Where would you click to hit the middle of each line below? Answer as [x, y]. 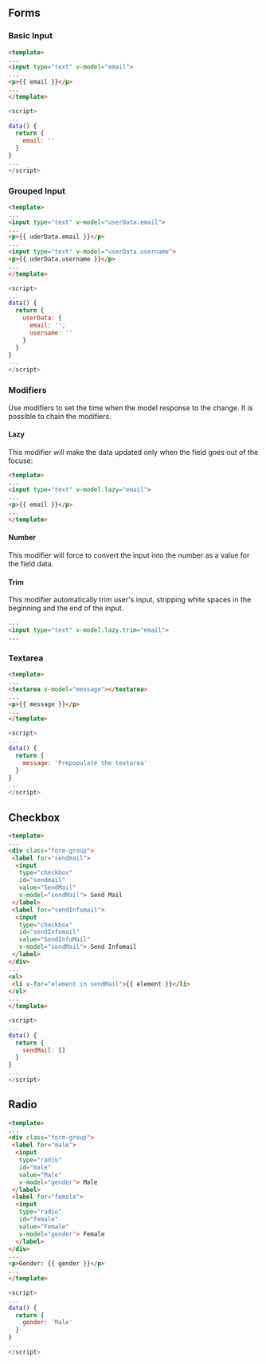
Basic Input [31, 36]
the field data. [31, 564]
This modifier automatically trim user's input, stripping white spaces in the [130, 600]
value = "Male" [40, 1174]
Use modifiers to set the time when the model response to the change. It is [131, 408]
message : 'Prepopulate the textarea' [85, 763]
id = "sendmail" [42, 880]
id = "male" [35, 1167]
